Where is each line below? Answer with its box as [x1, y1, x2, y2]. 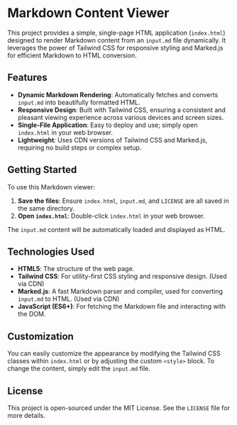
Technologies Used [7, 245, 94, 258]
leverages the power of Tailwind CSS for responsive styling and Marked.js [7, 43, 224, 52]
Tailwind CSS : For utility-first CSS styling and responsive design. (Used [17, 272, 227, 281]
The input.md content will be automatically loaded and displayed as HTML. [7, 225, 226, 233]
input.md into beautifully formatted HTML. [17, 98, 140, 106]
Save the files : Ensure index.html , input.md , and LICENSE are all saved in [17, 197, 229, 205]
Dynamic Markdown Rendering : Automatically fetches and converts [17, 90, 219, 99]
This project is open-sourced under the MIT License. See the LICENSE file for [7, 404, 231, 412]
